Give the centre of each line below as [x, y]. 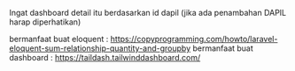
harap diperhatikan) [45, 22]
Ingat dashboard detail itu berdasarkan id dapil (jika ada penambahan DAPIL [148, 13]
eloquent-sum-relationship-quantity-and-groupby [100, 48]
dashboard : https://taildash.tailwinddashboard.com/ [105, 57]
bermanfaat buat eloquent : [59, 39]
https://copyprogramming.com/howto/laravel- [194, 39]
